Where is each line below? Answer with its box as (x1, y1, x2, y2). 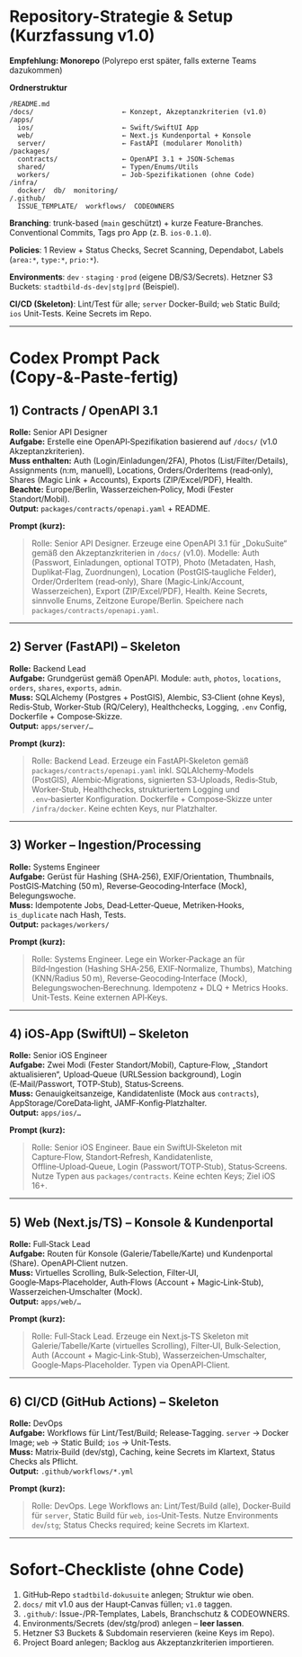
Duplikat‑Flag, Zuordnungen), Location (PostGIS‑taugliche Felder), (31, 566, 277, 577)
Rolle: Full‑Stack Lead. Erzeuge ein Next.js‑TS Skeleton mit (31, 1331, 249, 1341)
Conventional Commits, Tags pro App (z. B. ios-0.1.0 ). (9, 227, 212, 237)
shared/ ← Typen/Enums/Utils (17, 162, 200, 172)
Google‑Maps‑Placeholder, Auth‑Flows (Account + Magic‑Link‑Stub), (9, 1277, 264, 1287)
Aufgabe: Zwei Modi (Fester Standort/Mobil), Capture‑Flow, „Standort (9, 1059, 268, 1071)
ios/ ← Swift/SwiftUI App (17, 123, 200, 132)
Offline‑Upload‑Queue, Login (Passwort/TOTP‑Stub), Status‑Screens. (31, 1162, 288, 1172)
